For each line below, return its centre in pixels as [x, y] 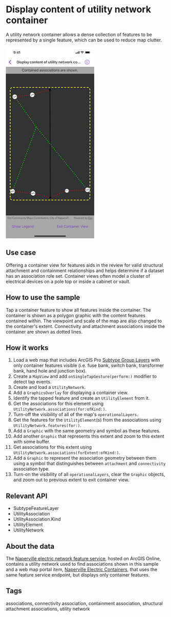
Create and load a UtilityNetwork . [49, 387]
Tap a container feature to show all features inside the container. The [79, 310]
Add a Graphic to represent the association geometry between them [85, 458]
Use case [21, 253]
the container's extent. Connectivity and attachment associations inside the [85, 326]
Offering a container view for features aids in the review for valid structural [84, 265]
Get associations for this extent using [52, 447]
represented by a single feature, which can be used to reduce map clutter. [84, 40]
